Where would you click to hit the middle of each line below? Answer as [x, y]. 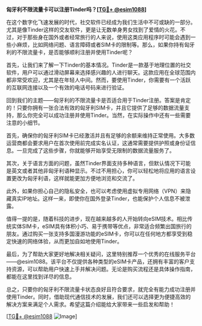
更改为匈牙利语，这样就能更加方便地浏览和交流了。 [75, 178]
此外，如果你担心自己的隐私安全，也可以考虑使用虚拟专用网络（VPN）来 [96, 191]
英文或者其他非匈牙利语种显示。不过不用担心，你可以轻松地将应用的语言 [101, 171]
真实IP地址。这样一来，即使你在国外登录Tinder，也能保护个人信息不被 [98, 198]
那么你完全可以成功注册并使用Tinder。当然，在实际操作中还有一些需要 [104, 115]
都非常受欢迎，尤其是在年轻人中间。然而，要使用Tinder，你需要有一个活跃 [99, 80]
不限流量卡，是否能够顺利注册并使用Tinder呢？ [75, 52]
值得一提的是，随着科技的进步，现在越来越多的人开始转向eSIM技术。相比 [97, 219]
